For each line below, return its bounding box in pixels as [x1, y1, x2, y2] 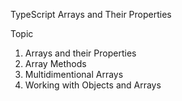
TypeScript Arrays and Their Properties [10, 9, 172, 20]
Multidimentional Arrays [24, 69, 124, 80]
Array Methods [24, 58, 87, 69]
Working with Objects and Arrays [24, 79, 162, 91]
